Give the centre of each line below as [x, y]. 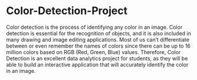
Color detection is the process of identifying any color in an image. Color [94, 27]
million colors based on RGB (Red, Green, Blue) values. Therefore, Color [93, 52]
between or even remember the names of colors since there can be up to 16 [98, 46]
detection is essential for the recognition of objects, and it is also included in [99, 33]
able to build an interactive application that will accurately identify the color [97, 64]
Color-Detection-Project [67, 11]
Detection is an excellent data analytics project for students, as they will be [97, 58]
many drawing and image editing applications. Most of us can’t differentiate [98, 39]
